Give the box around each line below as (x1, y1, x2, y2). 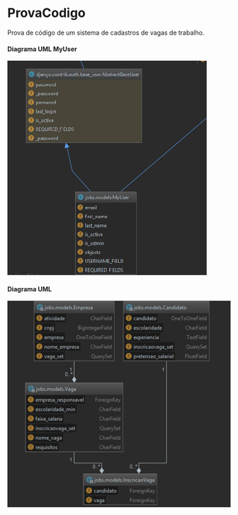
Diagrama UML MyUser (7, 45, 78, 53)
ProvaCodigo (7, 5, 86, 21)
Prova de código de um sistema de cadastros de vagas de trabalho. (7, 28, 205, 37)
